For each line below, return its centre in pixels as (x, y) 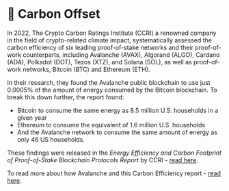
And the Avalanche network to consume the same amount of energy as (117, 132)
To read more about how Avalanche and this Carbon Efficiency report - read (114, 173)
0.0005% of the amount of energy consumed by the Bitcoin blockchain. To (112, 90)
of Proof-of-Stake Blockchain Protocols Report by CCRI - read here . (103, 160)
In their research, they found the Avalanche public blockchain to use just (109, 82)
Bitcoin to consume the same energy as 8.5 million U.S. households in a (118, 110)
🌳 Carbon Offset (54, 14)
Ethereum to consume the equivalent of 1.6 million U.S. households (111, 125)
